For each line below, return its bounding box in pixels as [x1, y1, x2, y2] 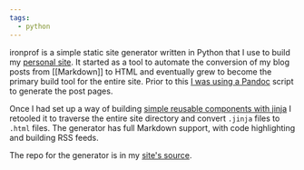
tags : [9, 13, 30, 23]
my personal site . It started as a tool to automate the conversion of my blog [9, 56, 290, 67]
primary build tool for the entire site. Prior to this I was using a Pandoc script [9, 75, 294, 86]
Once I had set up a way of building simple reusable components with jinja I [9, 103, 292, 114]
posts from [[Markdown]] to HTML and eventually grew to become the [9, 65, 272, 77]
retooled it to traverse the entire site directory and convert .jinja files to [9, 113, 280, 124]
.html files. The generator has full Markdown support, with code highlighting [9, 122, 296, 133]
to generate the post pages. [9, 85, 113, 96]
